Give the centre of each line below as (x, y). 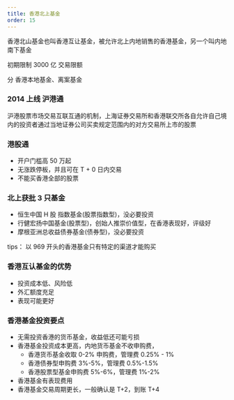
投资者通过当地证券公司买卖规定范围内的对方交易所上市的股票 (108, 124)
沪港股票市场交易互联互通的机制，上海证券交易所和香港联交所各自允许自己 (114, 115)
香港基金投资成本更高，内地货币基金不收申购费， (87, 346)
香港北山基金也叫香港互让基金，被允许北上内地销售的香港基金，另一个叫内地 (117, 41)
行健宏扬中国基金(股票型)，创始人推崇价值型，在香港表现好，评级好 (114, 223)
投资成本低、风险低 (45, 283)
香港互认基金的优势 (39, 267)
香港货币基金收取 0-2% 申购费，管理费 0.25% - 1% (101, 354)
